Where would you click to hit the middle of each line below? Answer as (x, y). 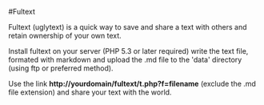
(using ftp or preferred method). (61, 68)
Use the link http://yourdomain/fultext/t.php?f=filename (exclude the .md (132, 84)
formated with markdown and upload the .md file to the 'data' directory (125, 60)
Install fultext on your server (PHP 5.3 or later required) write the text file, (128, 51)
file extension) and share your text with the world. (90, 92)
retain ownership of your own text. (65, 36)
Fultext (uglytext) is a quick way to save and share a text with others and (128, 27)
